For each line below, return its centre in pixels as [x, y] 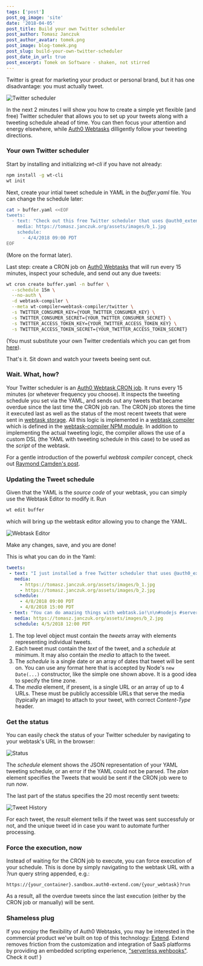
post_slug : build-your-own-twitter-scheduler [64, 51]
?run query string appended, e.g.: [48, 874]
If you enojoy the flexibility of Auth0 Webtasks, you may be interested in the [101, 931]
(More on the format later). [39, 255]
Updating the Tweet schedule [50, 479]
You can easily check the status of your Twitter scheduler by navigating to [98, 734]
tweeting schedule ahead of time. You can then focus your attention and [96, 122]
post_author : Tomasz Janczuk [43, 34]
